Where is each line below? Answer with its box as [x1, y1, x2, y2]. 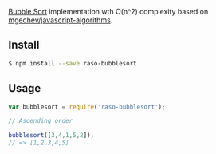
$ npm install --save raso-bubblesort [8, 59, 137, 67]
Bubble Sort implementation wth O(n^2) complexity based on [8, 7, 209, 16]
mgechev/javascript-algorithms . [8, 15, 113, 25]
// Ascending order [8, 117, 73, 125]
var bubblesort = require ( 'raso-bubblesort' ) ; [8, 103, 166, 111]
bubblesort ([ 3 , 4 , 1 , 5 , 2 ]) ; [8, 132, 94, 140]
